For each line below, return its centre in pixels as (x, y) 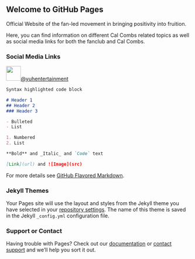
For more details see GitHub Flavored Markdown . (65, 175)
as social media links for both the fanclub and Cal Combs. (76, 41)
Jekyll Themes (28, 190)
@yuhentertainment (45, 79)
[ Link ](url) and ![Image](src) (44, 164)
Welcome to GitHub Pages (55, 10)
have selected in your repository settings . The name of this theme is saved (96, 210)
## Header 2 (20, 105)
